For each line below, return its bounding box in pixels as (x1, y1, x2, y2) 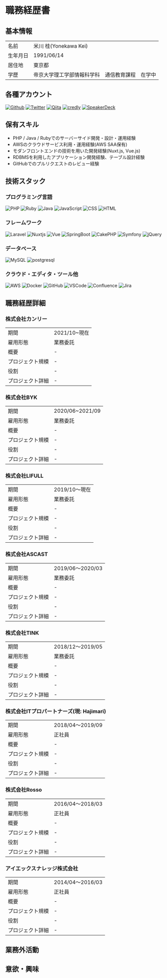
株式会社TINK (5, 629, 39, 636)
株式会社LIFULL (5, 472, 44, 479)
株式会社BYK (5, 394, 37, 401)
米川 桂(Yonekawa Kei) (33, 42, 88, 49)
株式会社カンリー (5, 315, 47, 323)
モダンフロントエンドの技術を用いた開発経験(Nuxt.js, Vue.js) (12, 147, 140, 154)
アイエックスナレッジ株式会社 (5, 865, 78, 872)
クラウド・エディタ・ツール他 (5, 270, 78, 278)
